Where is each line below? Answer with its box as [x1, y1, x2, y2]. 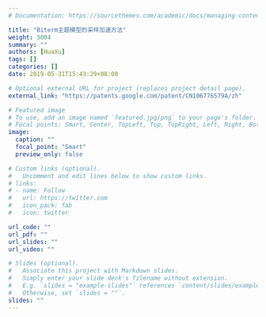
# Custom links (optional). [8, 164, 101, 173]
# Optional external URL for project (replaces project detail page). [8, 84, 246, 92]
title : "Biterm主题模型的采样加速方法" [8, 25, 127, 34]
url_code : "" [8, 223, 51, 231]
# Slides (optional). [8, 259, 80, 268]
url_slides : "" [8, 238, 59, 246]
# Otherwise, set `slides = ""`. [8, 288, 126, 297]
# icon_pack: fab [8, 201, 73, 210]
